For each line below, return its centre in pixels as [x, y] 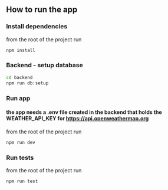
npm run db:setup [27, 83]
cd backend [19, 77]
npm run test [22, 181]
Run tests [20, 158]
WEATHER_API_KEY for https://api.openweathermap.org [78, 119]
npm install [21, 50]
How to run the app [42, 10]
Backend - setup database [45, 65]
